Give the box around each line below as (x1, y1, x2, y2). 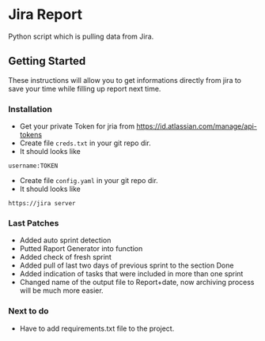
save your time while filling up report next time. (8, 84, 161, 93)
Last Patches (8, 217, 59, 228)
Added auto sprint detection (19, 235, 112, 245)
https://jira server (8, 200, 77, 208)
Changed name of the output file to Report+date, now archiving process (19, 278, 255, 287)
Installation (8, 103, 53, 114)
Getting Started (8, 54, 86, 68)
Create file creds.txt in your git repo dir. (19, 138, 152, 148)
